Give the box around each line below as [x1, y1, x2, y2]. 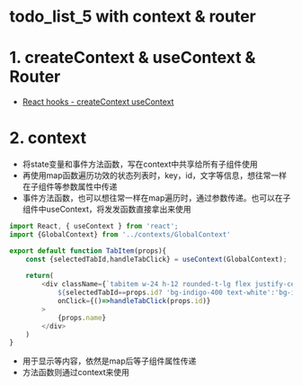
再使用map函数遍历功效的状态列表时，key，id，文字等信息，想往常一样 [22, 170, 288, 181]
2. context [9, 128, 87, 148]
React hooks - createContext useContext [22, 96, 174, 107]
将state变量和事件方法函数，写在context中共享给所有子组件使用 [22, 159, 258, 170]
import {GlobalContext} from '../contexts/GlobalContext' [9, 229, 231, 239]
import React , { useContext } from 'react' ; [9, 222, 179, 231]
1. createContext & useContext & [9, 48, 256, 68]
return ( [25, 272, 54, 281]
